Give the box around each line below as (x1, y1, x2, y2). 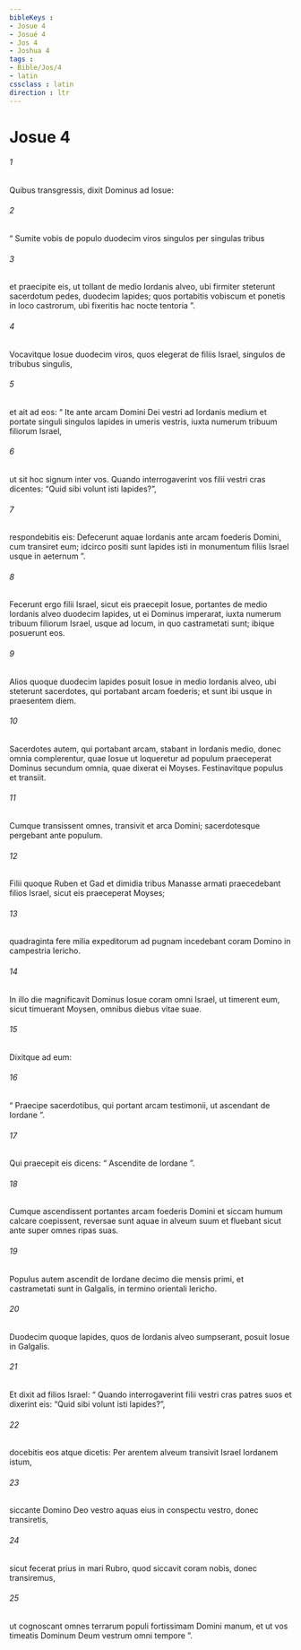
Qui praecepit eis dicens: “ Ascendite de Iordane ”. (9, 1158, 195, 1168)
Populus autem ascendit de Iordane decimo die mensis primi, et (9, 1273, 245, 1284)
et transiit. (9, 772, 47, 783)
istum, (9, 1456, 32, 1467)
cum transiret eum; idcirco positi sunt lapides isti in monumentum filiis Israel (9, 542, 289, 552)
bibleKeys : (9, 13, 54, 22)
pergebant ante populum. (9, 829, 103, 840)
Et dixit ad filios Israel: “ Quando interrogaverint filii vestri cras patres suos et (9, 1389, 293, 1400)
